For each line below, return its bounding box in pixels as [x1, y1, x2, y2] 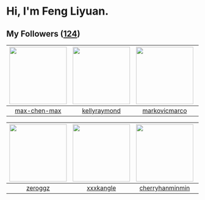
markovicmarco [142, 107, 187, 115]
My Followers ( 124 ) [6, 29, 81, 39]
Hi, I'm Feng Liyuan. [6, 4, 109, 18]
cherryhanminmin [139, 184, 190, 192]
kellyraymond [82, 107, 121, 115]
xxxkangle [86, 184, 117, 192]
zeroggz [26, 184, 50, 192]
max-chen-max [15, 107, 62, 115]
